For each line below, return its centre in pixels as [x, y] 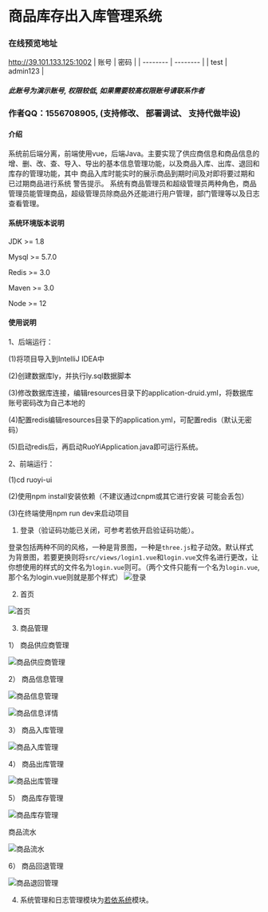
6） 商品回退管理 [36, 866]
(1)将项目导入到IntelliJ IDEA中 [57, 359]
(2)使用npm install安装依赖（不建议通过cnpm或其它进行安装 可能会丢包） [128, 496]
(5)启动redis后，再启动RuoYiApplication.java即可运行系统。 [106, 447]
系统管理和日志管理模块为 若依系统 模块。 [86, 900]
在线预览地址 [33, 43]
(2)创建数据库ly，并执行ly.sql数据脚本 [70, 376]
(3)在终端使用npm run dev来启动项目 [69, 513]
